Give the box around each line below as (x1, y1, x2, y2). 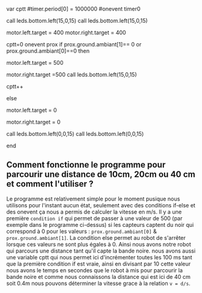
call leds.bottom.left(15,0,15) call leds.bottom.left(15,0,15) (6, 17, 148, 24)
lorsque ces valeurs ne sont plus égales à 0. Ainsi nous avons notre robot (6, 240, 192, 248)
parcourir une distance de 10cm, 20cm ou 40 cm (6, 169, 196, 180)
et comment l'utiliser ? (6, 179, 94, 189)
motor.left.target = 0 (6, 106, 57, 114)
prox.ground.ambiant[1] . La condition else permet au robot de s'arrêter (6, 234, 186, 241)
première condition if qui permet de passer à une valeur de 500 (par (6, 214, 182, 222)
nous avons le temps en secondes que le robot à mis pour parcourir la (6, 266, 183, 274)
